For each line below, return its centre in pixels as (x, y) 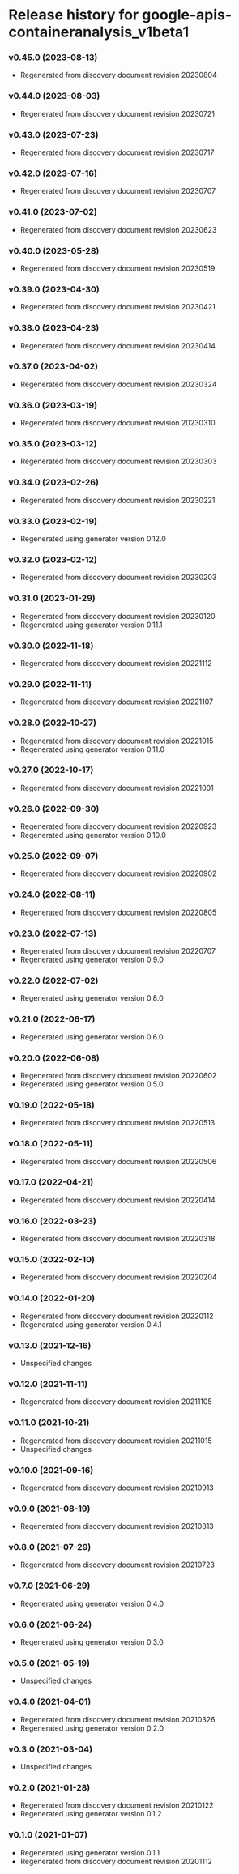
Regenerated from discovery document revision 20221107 (116, 702)
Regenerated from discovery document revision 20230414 (118, 345)
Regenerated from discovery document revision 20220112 (117, 1316)
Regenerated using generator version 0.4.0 (92, 1603)
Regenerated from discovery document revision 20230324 (118, 384)
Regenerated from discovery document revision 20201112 (116, 1861)
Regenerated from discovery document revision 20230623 (118, 229)
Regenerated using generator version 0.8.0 (92, 998)
